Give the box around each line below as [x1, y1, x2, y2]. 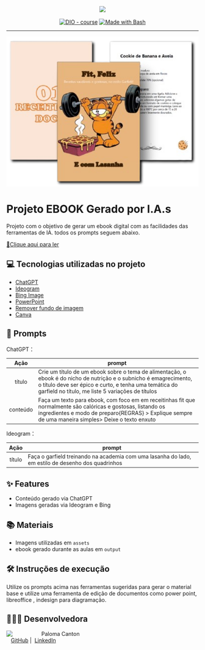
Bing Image [15, 291, 44, 298]
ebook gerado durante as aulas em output [15, 545, 121, 552]
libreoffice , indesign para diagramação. [6, 596, 107, 604]
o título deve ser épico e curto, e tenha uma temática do [38, 381, 178, 389]
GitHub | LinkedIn [10, 637, 56, 644]
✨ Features [6, 478, 49, 489]
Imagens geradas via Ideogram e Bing [15, 501, 111, 509]
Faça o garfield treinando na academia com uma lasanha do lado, [27, 452, 192, 460]
